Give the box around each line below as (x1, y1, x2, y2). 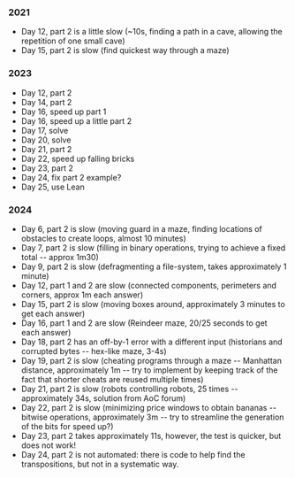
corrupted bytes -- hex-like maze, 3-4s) (20, 345, 167, 356)
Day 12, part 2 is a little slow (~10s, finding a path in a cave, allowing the (20, 27, 284, 37)
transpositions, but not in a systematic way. (20, 459, 179, 469)
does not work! (20, 440, 77, 451)
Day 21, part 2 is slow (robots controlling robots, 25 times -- (20, 383, 239, 394)
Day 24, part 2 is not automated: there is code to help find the (20, 449, 246, 459)
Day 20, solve (20, 135, 72, 145)
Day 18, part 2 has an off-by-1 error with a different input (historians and (20, 336, 284, 347)
